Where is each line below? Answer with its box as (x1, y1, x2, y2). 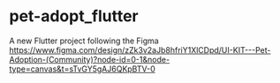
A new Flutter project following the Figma (9, 35, 159, 46)
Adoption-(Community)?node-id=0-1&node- (9, 54, 170, 64)
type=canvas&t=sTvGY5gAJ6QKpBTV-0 (9, 64, 156, 74)
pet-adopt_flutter (9, 6, 139, 26)
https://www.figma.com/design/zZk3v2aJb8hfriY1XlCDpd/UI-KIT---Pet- (9, 44, 271, 55)
